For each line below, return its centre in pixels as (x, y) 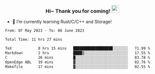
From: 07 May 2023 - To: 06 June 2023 (45, 31)
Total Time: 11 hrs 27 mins (34, 40)
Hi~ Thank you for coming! (78, 11)
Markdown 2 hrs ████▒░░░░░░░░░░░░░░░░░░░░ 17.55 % (78, 53)
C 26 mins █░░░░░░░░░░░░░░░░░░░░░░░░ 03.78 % (78, 57)
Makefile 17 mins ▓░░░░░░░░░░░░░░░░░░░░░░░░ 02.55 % (78, 67)
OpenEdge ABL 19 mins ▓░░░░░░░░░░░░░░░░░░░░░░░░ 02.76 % (78, 62)
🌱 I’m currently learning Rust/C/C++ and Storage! (62, 22)
